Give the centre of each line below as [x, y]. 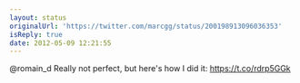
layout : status [38, 18]
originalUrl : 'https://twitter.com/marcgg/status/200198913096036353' [146, 26]
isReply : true [36, 34]
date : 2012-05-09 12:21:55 [60, 43]
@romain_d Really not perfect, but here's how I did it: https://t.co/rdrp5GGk [150, 69]
